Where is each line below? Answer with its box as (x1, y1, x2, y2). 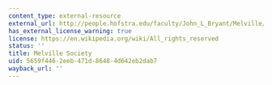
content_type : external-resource (8, 11, 121, 20)
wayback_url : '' (8, 65, 63, 73)
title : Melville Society (8, 49, 92, 57)
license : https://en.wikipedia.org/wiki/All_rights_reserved (8, 34, 219, 43)
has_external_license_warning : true (8, 27, 132, 35)
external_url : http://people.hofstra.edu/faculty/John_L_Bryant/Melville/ (8, 19, 266, 28)
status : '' (8, 42, 45, 50)
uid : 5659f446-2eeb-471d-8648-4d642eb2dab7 (8, 57, 158, 66)
